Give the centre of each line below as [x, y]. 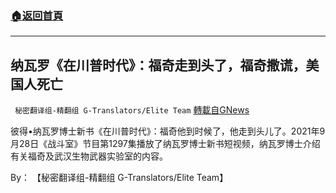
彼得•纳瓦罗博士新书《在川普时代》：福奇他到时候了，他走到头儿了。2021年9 [168, 131]
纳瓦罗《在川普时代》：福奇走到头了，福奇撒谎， [158, 65]
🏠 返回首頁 [37, 15]
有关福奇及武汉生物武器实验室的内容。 [89, 156]
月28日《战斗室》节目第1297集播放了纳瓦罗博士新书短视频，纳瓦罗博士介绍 [165, 144]
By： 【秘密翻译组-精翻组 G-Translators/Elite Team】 [119, 178]
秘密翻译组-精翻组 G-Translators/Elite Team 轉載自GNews [132, 110]
